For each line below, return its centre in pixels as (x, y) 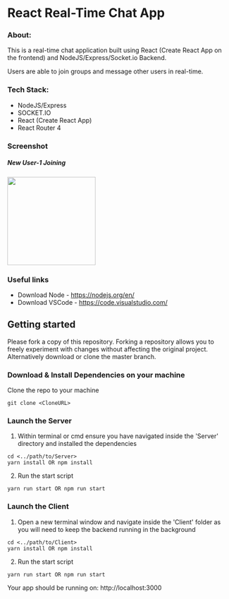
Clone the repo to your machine (53, 390)
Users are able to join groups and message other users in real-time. (105, 71)
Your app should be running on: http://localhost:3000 (85, 588)
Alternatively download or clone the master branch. (82, 356)
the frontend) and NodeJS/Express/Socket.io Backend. (87, 58)
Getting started (42, 325)
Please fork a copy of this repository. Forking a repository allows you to (111, 341)
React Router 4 (39, 128)
